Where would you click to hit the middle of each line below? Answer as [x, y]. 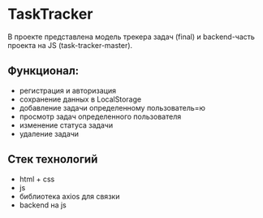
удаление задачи [49, 133]
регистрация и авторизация [68, 90]
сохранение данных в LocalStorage [80, 99]
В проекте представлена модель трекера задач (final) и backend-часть [131, 37]
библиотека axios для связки [69, 196]
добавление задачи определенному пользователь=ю [112, 107]
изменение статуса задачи [66, 125]
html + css [37, 179]
